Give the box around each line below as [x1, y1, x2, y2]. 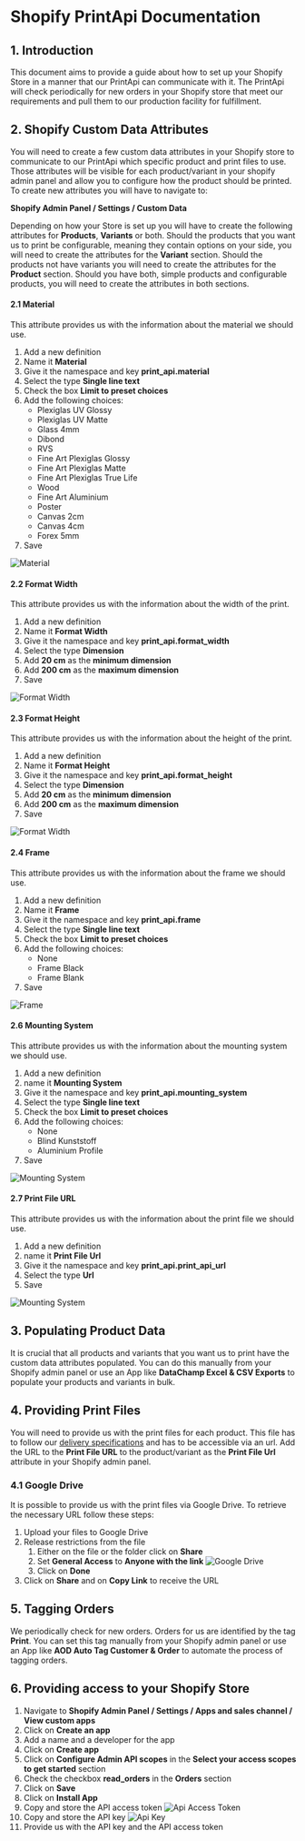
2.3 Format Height [10, 713, 81, 723]
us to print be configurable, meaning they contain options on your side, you [10, 239, 292, 250]
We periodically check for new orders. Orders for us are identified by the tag [10, 1625, 296, 1636]
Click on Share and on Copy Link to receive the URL [23, 1574, 220, 1585]
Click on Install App [23, 1792, 98, 1803]
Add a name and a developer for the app [23, 1734, 175, 1745]
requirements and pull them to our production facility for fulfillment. [10, 96, 262, 106]
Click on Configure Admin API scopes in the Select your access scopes [23, 1754, 297, 1765]
